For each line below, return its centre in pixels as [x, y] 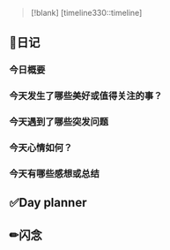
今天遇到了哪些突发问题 [59, 122]
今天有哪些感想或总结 [54, 174]
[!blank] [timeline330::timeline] [86, 13]
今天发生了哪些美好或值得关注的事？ [86, 96]
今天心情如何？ [41, 148]
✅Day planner [48, 203]
